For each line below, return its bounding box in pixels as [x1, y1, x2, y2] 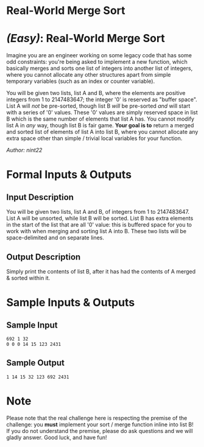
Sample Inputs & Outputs [6, 296, 135, 309]
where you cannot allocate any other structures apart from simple [6, 71, 171, 79]
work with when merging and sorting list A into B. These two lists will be [6, 228, 187, 235]
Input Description [6, 192, 74, 202]
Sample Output [6, 357, 65, 368]
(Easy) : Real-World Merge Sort [6, 32, 166, 46]
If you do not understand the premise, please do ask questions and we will [6, 427, 193, 434]
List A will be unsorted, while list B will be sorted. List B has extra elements [6, 214, 194, 222]
